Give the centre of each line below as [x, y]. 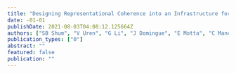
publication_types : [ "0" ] [45, 40]
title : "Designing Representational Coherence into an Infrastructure [113, 14]
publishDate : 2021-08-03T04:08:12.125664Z [70, 26]
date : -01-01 [26, 20]
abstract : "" [26, 46]
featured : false [31, 53]
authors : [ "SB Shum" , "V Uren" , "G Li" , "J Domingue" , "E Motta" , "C [111, 33]
